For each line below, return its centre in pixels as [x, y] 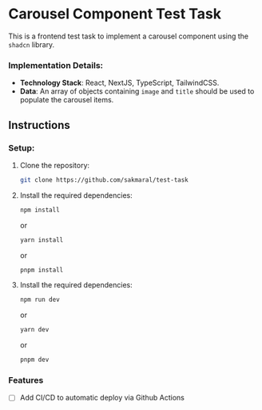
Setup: [22, 147]
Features [26, 380]
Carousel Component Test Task [115, 14]
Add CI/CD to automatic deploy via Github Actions [102, 398]
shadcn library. [32, 44]
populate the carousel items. [67, 100]
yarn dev [34, 330]
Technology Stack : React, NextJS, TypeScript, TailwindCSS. [119, 83]
